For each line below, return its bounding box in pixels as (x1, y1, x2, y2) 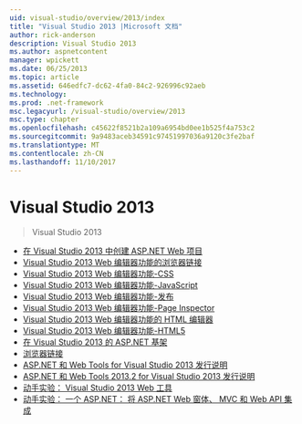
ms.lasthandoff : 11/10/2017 (9, 157, 117, 167)
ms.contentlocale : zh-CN (9, 149, 104, 158)
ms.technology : (9, 89, 68, 98)
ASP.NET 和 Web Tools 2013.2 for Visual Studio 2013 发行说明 (22, 371, 255, 382)
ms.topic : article (9, 73, 79, 82)
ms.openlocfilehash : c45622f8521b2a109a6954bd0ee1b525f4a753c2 (9, 124, 255, 133)
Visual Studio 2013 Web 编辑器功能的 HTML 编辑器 (22, 314, 214, 325)
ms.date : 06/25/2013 (9, 65, 89, 74)
